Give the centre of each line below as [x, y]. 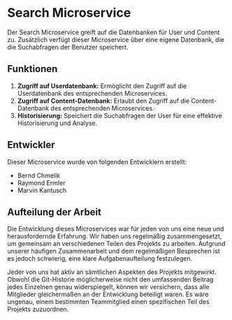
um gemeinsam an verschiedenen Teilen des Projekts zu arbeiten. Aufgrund [116, 244]
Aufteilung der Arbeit [55, 212]
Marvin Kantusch [42, 190]
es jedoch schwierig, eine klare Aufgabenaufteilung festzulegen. [100, 259]
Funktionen [32, 69]
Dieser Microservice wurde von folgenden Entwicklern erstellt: [97, 161]
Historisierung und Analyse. [57, 123]
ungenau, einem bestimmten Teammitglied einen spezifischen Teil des [108, 302]
